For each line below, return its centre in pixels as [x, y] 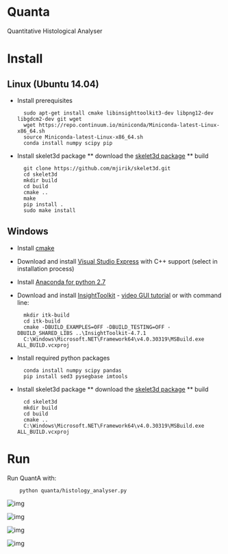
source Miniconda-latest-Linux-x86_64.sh [84, 137]
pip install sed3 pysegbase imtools [76, 376]
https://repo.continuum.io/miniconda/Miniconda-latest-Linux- [129, 125]
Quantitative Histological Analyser [55, 31]
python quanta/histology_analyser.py [73, 490]
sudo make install [50, 210]
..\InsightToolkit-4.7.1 [111, 333]
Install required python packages [63, 358]
